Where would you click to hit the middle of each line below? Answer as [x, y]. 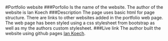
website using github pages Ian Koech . [45, 33]
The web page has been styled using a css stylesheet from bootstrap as [80, 23]
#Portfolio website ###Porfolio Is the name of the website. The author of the [84, 7]
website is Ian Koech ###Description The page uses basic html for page [80, 12]
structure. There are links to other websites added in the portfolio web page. [84, 18]
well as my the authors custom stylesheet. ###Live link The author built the [83, 28]
